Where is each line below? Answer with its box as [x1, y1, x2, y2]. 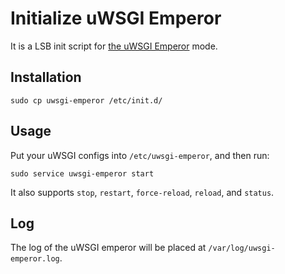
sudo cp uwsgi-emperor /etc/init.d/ [10, 95, 163, 106]
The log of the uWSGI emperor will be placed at [10, 242, 207, 254]
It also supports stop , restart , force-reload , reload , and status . [10, 186, 275, 198]
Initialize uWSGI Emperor [10, 7, 222, 30]
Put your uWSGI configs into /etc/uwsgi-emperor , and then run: [10, 149, 270, 161]
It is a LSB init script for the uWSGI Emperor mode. [10, 40, 218, 52]
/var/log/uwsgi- [208, 243, 276, 254]
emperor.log [10, 254, 60, 264]
